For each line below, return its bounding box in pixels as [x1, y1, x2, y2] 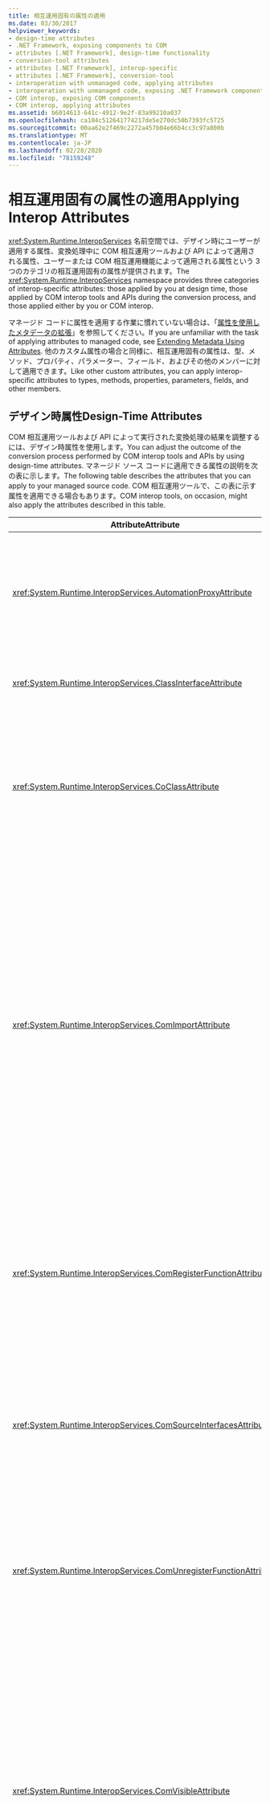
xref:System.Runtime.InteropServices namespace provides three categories [8, 275, 260, 286]
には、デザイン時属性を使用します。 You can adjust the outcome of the [8, 442, 242, 451]
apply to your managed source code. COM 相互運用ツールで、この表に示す [8, 481, 257, 491]
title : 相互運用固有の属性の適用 [8, 11, 106, 20]
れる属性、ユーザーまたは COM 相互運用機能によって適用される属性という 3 [8, 257, 260, 266]
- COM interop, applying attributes [8, 101, 131, 109]
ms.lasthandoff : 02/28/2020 [8, 146, 103, 154]
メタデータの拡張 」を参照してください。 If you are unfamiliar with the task [14, 327, 260, 338]
